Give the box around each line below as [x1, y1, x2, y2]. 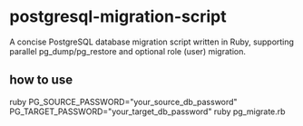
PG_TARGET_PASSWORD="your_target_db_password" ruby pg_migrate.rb [9, 106, 286, 117]
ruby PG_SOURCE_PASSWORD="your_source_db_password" [9, 96, 238, 107]
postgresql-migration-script [9, 6, 227, 27]
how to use [9, 73, 73, 88]
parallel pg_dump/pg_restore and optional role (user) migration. [9, 45, 247, 56]
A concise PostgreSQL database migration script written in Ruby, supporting [9, 36, 295, 47]
